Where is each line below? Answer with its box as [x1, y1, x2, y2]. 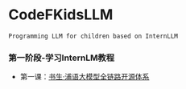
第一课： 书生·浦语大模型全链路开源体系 [19, 72, 150, 82]
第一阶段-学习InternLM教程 [8, 52, 115, 63]
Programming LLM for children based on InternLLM [8, 32, 179, 40]
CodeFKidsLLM [8, 6, 114, 24]
